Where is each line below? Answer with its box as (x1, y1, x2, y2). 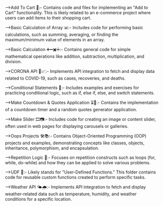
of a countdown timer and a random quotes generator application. (5, 107, 137, 112)
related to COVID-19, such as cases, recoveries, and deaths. (5, 75, 126, 81)
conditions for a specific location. (5, 196, 72, 202)
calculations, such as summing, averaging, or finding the (5, 32, 118, 37)
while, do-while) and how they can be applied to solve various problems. (5, 160, 151, 165)
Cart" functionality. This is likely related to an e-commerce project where (5, 10, 151, 16)
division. (5, 59, 22, 64)
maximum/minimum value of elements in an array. (5, 37, 105, 42)
